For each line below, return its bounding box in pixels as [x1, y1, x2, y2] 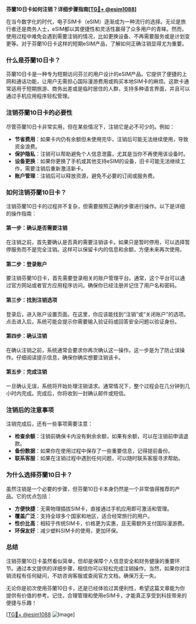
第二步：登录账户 [6, 260, 47, 267]
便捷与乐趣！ [6, 599, 37, 606]
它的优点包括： [16, 492, 52, 500]
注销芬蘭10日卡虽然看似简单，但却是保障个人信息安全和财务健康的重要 [6, 557, 175, 564]
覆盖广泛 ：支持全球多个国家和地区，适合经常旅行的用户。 [14, 512, 153, 519]
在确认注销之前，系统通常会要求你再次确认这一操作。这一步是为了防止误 [6, 346, 180, 353]
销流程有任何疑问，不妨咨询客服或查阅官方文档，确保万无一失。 [6, 572, 159, 579]
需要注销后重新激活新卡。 [24, 165, 86, 172]
